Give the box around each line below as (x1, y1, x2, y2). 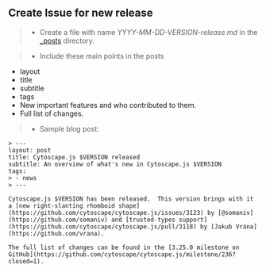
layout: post (8, 146, 52, 154)
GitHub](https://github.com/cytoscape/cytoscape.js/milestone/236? (8, 250, 237, 259)
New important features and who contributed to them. (19, 100, 197, 109)
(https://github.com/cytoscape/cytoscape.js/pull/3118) (8, 222, 197, 231)
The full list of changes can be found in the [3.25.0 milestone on (8, 243, 240, 251)
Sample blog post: (39, 124, 99, 133)
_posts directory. (39, 36, 95, 45)
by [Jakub (199, 222, 233, 231)
